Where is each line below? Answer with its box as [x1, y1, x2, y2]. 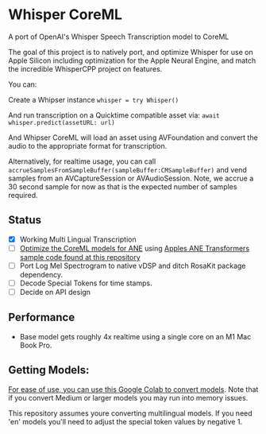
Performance [8, 311, 75, 324]
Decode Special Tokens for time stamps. [19, 278, 152, 288]
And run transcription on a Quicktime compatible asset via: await [8, 110, 220, 120]
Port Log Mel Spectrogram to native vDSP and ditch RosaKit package [19, 261, 246, 270]
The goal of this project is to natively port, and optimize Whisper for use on [8, 47, 253, 56]
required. [8, 190, 38, 200]
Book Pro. [19, 340, 52, 350]
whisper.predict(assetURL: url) [8, 118, 115, 126]
